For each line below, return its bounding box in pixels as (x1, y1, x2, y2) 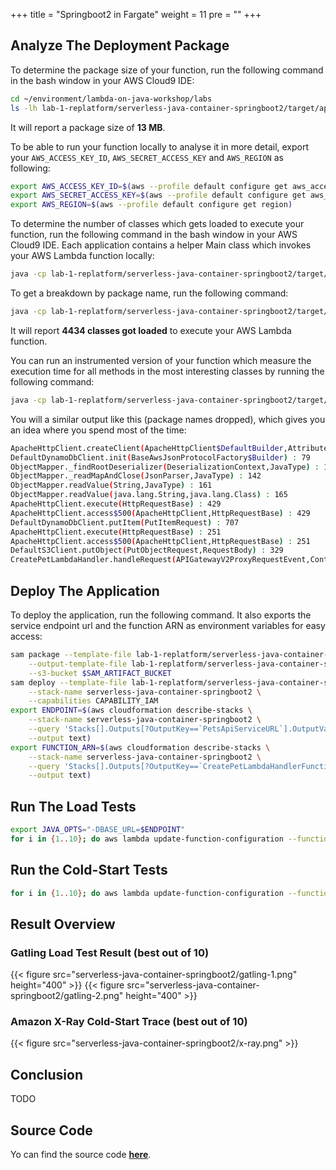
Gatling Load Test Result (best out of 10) (10, 945, 210, 959)
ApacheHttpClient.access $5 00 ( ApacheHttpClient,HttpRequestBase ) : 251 (10, 536, 311, 546)
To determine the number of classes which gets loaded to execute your (10, 218, 305, 230)
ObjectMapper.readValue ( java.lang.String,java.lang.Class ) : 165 (10, 490, 288, 500)
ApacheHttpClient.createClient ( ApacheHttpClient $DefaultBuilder (10, 443, 284, 453)
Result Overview (10, 915, 116, 933)
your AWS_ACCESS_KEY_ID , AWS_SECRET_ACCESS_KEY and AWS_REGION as (10, 151, 284, 163)
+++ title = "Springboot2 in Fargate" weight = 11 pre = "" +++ (10, 9, 262, 20)
